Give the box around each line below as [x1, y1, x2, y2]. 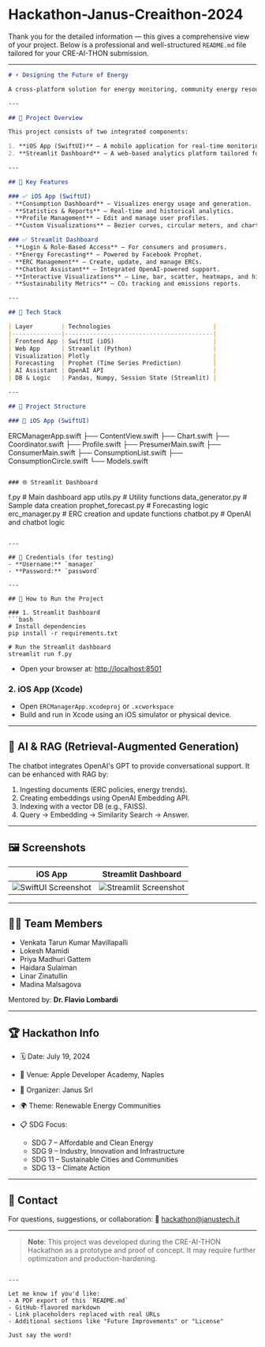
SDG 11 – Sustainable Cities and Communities [31, 1154, 179, 1165]
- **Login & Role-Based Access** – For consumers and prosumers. [8, 243, 227, 252]
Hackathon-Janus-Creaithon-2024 [8, 6, 244, 24]
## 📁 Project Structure [8, 402, 87, 410]
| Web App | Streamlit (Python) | [8, 345, 217, 353]
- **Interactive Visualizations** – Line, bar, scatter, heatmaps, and [8, 272, 248, 281]
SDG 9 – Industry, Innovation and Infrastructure [31, 1147, 185, 1156]
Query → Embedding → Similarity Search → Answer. [19, 810, 190, 819]
